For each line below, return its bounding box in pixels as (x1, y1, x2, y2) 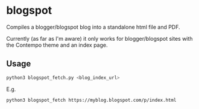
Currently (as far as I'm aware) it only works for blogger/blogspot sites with (6, 35, 193, 42)
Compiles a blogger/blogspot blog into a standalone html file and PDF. (6, 23, 180, 31)
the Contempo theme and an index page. (6, 41, 108, 49)
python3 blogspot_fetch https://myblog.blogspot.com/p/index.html (6, 97, 177, 103)
